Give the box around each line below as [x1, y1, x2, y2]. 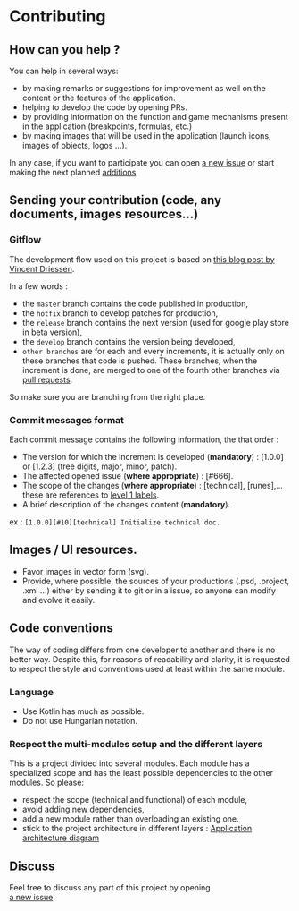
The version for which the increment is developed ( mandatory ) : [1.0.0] [21, 451, 284, 462]
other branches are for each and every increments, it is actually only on [21, 345, 286, 356]
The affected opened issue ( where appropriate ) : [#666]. [21, 470, 234, 481]
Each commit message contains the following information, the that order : [9, 434, 279, 445]
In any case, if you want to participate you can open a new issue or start [9, 158, 275, 167]
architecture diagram [21, 832, 100, 843]
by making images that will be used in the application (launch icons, [21, 131, 271, 140]
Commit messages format [9, 413, 125, 426]
